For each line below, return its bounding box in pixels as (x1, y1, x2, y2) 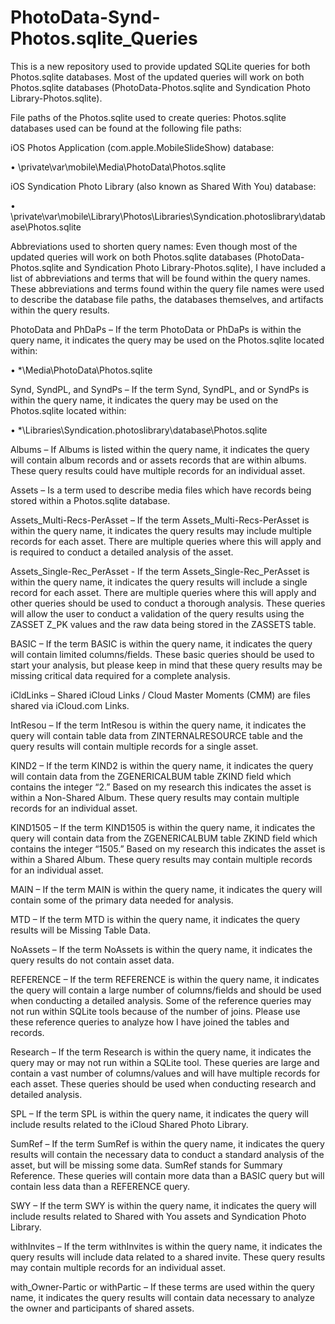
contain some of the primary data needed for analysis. (10, 894, 234, 906)
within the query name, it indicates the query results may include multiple (10, 524, 313, 536)
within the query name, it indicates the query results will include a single (10, 576, 308, 588)
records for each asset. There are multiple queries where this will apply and (10, 535, 322, 547)
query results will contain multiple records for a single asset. (10, 740, 259, 752)
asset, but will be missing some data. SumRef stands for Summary (10, 1159, 283, 1171)
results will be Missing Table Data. (10, 924, 151, 936)
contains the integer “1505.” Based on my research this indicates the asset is (10, 842, 326, 855)
